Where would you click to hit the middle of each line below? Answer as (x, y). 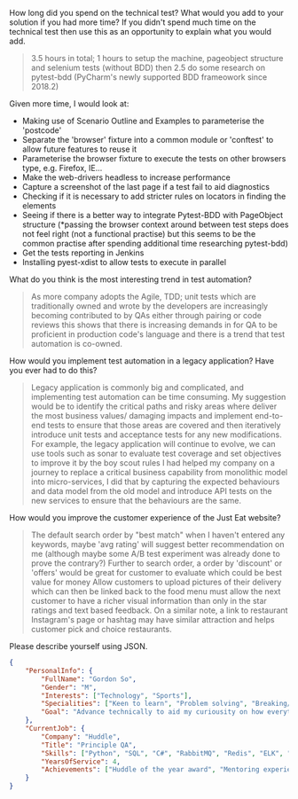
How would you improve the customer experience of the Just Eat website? (145, 517)
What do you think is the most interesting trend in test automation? (131, 279)
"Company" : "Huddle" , (81, 736)
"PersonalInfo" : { (59, 670)
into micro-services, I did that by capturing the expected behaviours (155, 482)
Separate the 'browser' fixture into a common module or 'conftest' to (148, 140)
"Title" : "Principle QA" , (89, 745)
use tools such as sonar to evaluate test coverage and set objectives (156, 453)
